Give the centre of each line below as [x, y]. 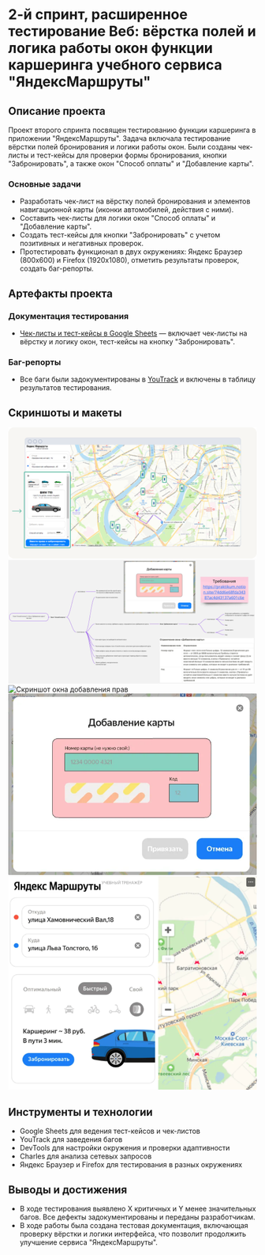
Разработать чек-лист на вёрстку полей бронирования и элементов [135, 201]
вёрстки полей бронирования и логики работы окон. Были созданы [122, 147]
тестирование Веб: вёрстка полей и [132, 31]
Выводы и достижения [68, 1190]
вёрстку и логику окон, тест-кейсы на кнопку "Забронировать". [127, 341]
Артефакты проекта [60, 293]
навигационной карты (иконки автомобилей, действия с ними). [127, 210]
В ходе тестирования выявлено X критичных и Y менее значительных [138, 1208]
